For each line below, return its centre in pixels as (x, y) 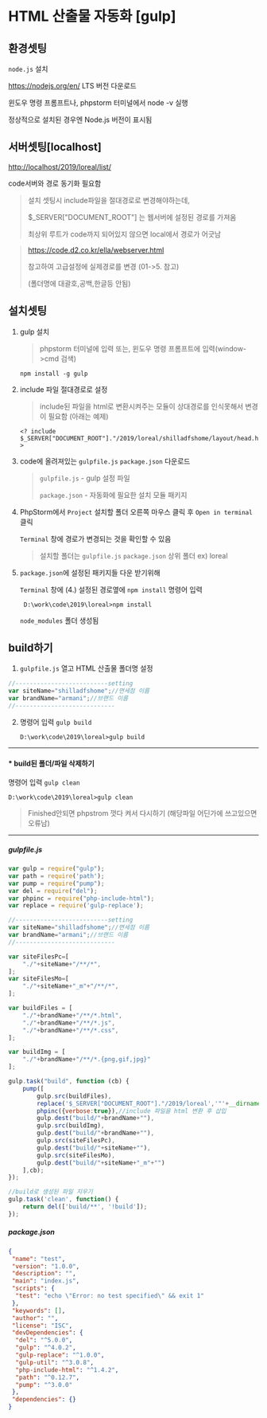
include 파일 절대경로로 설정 (64, 389)
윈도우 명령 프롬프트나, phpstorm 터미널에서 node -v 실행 (98, 103)
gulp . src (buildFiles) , (74, 1096)
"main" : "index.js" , (46, 1281)
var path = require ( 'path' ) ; (56, 876)
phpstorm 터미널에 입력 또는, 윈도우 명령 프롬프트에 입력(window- (143, 348)
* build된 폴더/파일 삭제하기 (52, 763)
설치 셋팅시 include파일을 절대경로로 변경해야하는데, (109, 200)
